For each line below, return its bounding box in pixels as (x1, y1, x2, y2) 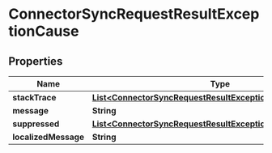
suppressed (12, 118, 60, 130)
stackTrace (12, 92, 57, 103)
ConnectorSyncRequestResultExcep (8, 5, 260, 23)
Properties (8, 54, 63, 68)
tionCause (8, 22, 79, 40)
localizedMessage (12, 131, 85, 142)
